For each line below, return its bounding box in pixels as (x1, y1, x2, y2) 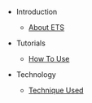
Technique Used (28, 85, 84, 95)
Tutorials (15, 38, 46, 48)
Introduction (15, 7, 58, 16)
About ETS (28, 23, 65, 32)
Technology (15, 70, 57, 79)
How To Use (28, 54, 70, 63)
